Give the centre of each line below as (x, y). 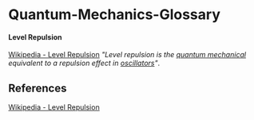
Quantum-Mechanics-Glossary (115, 15)
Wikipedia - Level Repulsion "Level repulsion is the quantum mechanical (127, 55)
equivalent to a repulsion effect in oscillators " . (84, 63)
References (38, 88)
